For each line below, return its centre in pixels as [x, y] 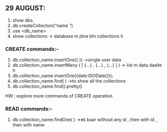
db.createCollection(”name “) [43, 25]
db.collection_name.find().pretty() [47, 86]
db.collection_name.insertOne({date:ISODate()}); [63, 76]
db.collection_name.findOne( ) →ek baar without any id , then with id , [85, 120]
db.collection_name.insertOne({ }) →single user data [67, 60]
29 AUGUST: [25, 8]
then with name [29, 125]
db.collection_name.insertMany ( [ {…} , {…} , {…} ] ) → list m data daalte [87, 65]
